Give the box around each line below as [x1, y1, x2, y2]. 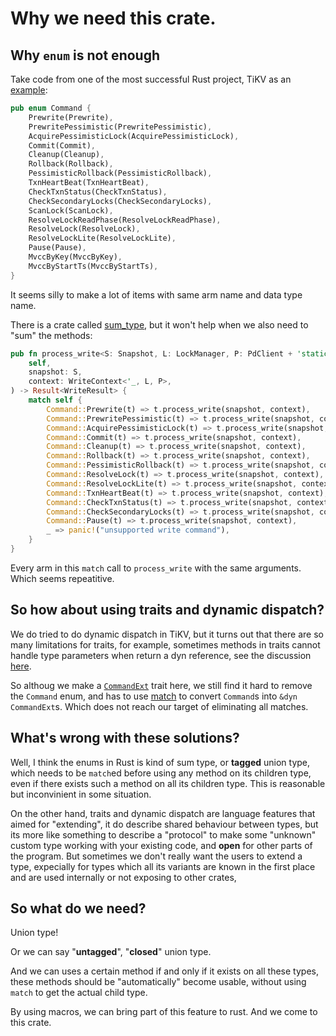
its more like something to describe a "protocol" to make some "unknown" [10, 828, 317, 841]
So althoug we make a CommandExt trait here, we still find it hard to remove [10, 679, 313, 691]
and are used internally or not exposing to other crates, [10, 871, 237, 883]
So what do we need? [10, 900, 147, 917]
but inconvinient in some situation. [10, 788, 152, 800]
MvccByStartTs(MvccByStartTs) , [28, 261, 159, 271]
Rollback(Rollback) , [28, 159, 114, 169]
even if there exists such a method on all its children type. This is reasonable [10, 777, 326, 789]
